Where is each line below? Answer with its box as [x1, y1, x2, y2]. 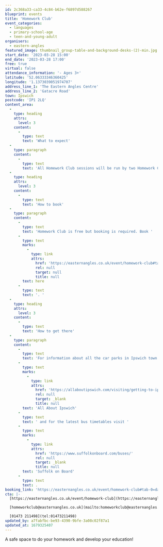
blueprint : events [5, 12, 42, 17]
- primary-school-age [9, 30, 53, 35]
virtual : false [5, 66, 36, 71]
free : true [5, 61, 27, 66]
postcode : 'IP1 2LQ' [5, 98, 47, 103]
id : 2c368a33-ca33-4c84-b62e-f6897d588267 [5, 7, 92, 12]
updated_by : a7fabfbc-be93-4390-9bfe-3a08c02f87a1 [5, 518, 110, 523]
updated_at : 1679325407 [5, 523, 53, 528]
